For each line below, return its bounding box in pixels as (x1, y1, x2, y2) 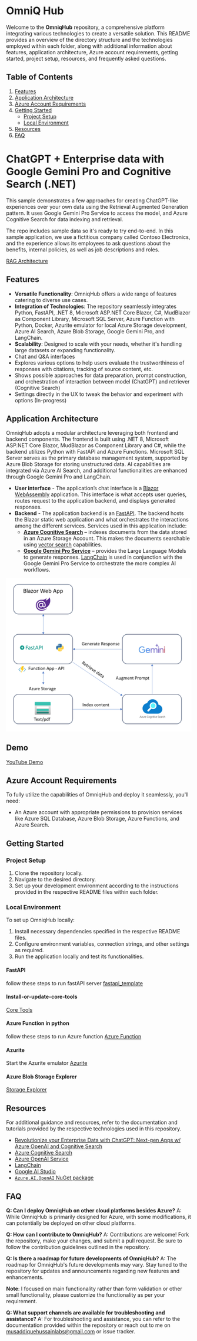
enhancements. (6, 1273, 44, 1281)
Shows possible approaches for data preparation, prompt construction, (14, 372, 187, 379)
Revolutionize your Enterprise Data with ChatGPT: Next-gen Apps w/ (14, 1137, 181, 1144)
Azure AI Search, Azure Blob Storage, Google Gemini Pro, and (14, 327, 165, 335)
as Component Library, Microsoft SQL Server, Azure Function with (14, 315, 175, 322)
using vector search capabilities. (23, 541, 102, 548)
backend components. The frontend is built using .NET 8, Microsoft (6, 435, 169, 443)
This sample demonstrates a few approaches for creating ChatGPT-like (6, 196, 178, 204)
